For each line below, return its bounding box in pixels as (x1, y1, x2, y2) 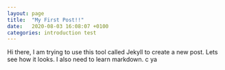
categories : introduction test (7, 29, 97, 36)
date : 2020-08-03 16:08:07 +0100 (7, 23, 109, 30)
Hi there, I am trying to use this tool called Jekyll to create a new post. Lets (7, 48, 218, 56)
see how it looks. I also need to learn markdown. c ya (7, 56, 158, 64)
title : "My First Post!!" (7, 16, 84, 23)
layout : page (7, 10, 45, 17)
